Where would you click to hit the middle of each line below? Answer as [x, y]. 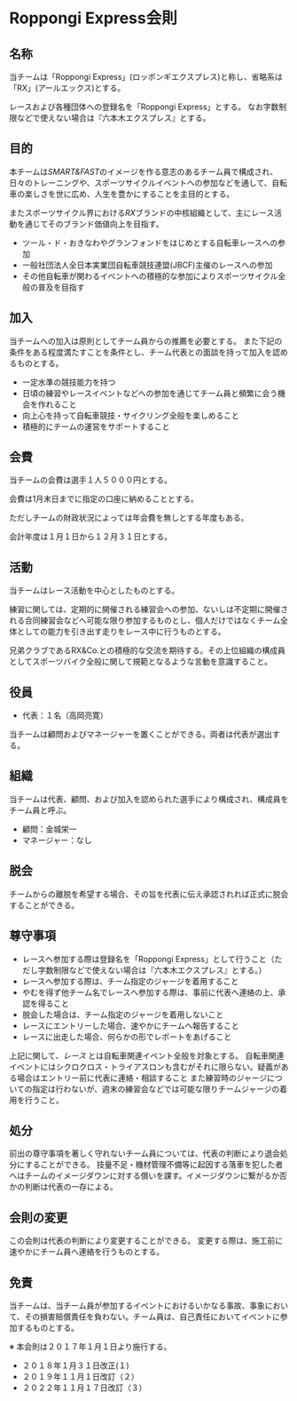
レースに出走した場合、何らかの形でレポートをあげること [127, 1037]
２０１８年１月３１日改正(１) [76, 1365]
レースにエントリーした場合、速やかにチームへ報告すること [130, 1025]
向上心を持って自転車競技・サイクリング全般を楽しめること [130, 415]
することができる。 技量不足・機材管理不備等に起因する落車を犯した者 [154, 1165]
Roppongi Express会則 [93, 18]
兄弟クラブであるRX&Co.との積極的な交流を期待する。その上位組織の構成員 [147, 650]
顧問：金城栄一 [49, 829]
